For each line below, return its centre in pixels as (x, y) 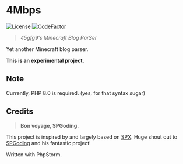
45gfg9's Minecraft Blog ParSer (59, 37)
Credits (20, 112)
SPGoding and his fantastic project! (49, 143)
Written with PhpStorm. (34, 154)
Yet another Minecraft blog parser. (47, 49)
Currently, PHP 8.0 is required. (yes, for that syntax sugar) (76, 93)
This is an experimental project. (45, 60)
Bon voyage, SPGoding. (50, 125)
